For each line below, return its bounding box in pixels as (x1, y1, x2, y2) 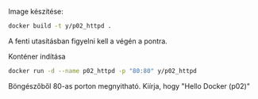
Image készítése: (8, 7, 64, 16)
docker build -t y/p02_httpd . (8, 22, 112, 30)
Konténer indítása (8, 51, 66, 61)
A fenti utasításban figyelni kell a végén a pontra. (8, 36, 168, 46)
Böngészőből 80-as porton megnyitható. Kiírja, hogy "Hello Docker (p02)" (8, 81, 250, 90)
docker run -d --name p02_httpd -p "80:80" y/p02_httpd (8, 67, 197, 74)
